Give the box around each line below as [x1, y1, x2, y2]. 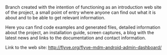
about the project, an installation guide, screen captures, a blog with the [5, 30, 154, 35]
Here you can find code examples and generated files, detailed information [5, 24, 160, 30]
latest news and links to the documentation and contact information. [5, 35, 146, 41]
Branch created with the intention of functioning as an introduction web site [5, 4, 162, 10]
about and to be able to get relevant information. [5, 15, 106, 20]
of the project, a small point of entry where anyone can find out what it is [5, 9, 156, 15]
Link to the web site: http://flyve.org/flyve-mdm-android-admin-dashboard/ [5, 45, 162, 50]
